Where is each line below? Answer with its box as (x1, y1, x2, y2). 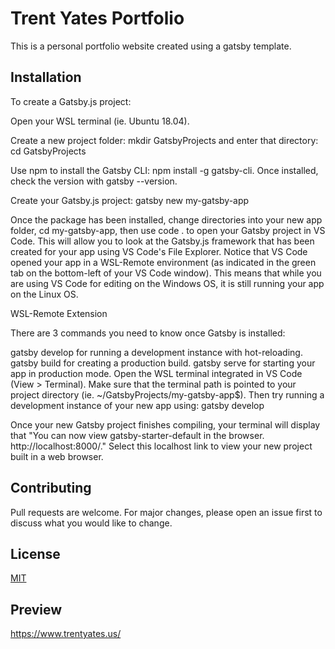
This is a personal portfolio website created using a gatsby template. (10, 40, 292, 52)
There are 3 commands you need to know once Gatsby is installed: (10, 327, 286, 339)
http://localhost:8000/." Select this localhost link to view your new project (10, 440, 313, 452)
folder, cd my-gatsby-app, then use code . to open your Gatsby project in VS (10, 224, 326, 236)
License (10, 545, 61, 562)
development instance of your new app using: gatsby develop (10, 399, 265, 411)
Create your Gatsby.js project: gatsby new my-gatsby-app (10, 194, 250, 206)
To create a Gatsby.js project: (10, 95, 132, 107)
